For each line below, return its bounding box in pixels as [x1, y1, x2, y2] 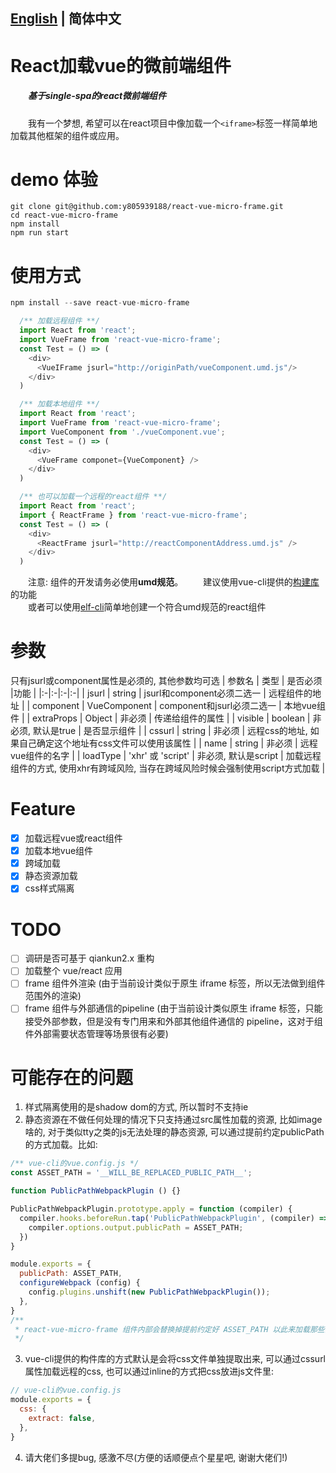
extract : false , [28, 1413, 97, 1423]
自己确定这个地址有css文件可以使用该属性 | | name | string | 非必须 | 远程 [18, 737, 318, 749]
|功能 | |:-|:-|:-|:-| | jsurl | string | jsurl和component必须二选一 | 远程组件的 [10, 687, 313, 699]
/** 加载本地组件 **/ [19, 399, 100, 409]
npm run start [10, 228, 70, 238]
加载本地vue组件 [24, 845, 94, 857]
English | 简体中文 [10, 10, 122, 28]
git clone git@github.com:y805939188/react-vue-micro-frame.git [10, 202, 284, 212]
